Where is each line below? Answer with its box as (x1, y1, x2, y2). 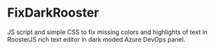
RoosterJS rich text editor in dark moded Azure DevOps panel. (7, 35, 186, 43)
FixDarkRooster (7, 5, 99, 21)
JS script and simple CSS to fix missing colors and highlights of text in (7, 28, 208, 36)
